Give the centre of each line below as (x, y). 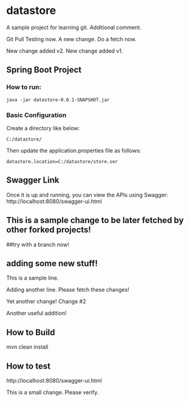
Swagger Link (33, 180)
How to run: (24, 87)
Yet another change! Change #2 (46, 301)
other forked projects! (49, 230)
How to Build (31, 332)
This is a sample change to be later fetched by (95, 220)
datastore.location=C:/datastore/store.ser (62, 161)
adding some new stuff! (52, 263)
